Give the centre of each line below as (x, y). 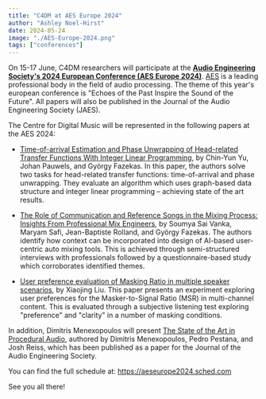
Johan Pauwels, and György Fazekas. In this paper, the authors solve (133, 166)
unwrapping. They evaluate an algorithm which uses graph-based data (136, 183)
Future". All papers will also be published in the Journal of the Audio (119, 102)
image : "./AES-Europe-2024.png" (62, 38)
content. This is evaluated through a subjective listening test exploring (134, 307)
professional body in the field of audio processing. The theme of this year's (131, 85)
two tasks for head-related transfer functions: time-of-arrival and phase (137, 175)
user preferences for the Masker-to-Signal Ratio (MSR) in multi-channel (137, 298)
